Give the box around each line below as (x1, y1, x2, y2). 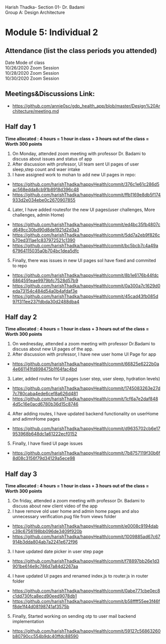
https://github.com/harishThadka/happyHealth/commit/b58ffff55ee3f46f (12, 598, 161, 604)
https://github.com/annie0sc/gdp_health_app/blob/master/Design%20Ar (12, 103, 161, 108)
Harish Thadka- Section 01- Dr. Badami (5, 4, 85, 10)
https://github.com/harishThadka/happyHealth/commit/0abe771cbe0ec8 (12, 588, 161, 594)
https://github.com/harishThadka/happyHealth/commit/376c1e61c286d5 (12, 181, 160, 187)
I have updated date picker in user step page (12, 548, 104, 554)
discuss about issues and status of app (12, 156, 92, 161)
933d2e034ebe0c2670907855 (12, 197, 76, 203)
